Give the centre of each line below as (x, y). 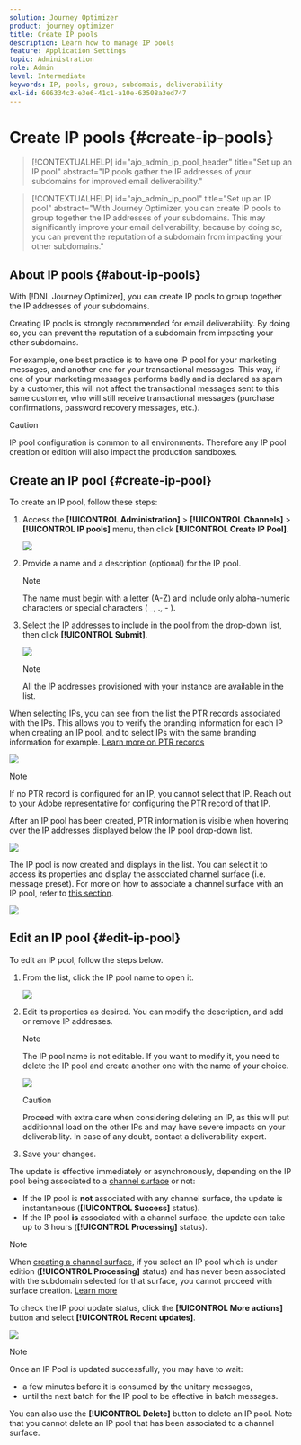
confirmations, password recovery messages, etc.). (105, 408)
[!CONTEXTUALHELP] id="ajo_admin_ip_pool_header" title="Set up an (162, 162)
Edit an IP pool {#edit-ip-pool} (95, 938)
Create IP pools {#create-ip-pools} (142, 137)
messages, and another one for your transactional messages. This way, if (145, 370)
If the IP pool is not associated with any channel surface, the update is (152, 1198)
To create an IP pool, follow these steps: (84, 502)
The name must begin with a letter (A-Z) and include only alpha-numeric (156, 598)
